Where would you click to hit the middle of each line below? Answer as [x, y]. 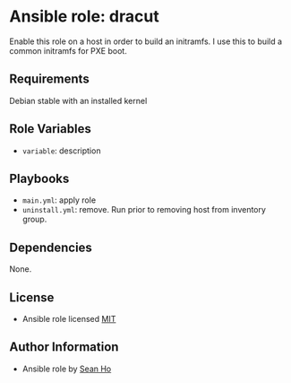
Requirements [49, 79]
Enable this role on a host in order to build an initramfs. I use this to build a [146, 41]
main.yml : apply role [59, 200]
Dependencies [51, 247]
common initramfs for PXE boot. [68, 50]
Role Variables [50, 129]
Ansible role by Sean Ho [67, 369]
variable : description [61, 151]
